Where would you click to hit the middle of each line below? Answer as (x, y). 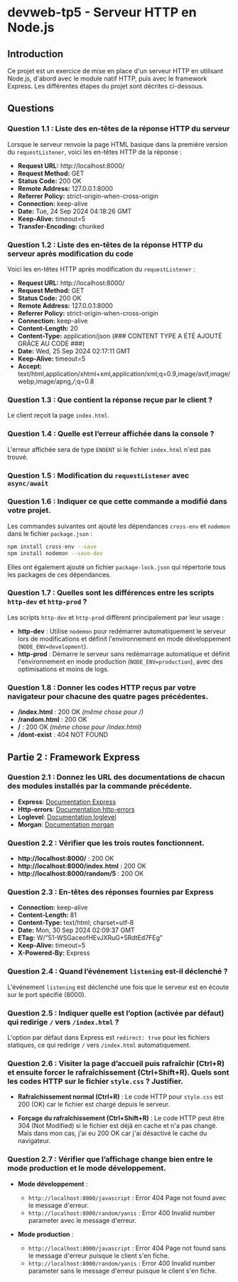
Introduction (36, 54)
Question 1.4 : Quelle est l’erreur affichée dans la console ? (111, 434)
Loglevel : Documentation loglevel (67, 817)
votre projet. (29, 510)
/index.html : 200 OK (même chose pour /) (81, 712)
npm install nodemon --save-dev (55, 553)
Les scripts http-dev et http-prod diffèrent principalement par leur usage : (116, 617)
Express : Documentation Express (66, 802)
